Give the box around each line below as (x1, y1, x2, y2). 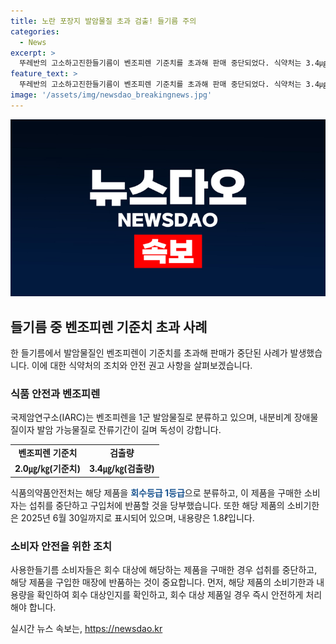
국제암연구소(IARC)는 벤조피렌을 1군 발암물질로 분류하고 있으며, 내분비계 (10, 411, 292, 424)
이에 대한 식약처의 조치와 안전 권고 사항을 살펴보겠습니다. (31, 360, 253, 372)
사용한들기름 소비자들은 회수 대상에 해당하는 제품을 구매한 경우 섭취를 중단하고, (10, 564, 318, 576)
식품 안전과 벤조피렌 (10, 386, 101, 400)
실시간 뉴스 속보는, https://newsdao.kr (10, 623, 163, 635)
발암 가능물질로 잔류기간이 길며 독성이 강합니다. (36, 424, 222, 436)
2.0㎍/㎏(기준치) (14, 463, 81, 475)
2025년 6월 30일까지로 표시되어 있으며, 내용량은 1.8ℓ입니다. (20, 511, 255, 524)
